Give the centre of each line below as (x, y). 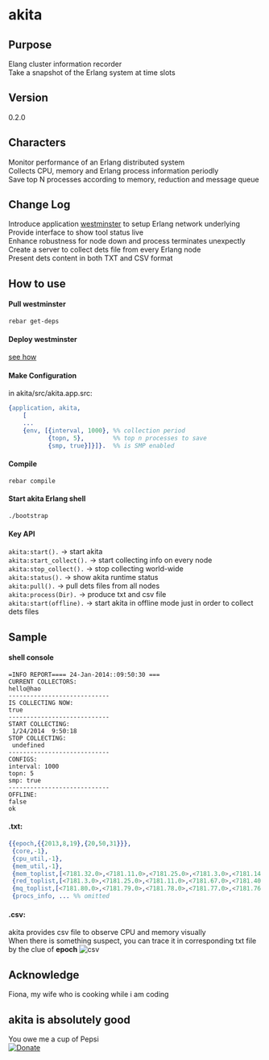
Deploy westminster (43, 339)
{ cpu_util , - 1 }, (37, 858)
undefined (28, 745)
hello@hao (25, 689)
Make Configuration (43, 375)
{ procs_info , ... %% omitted (61, 896)
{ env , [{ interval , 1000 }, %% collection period (104, 431)
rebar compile (32, 481)
